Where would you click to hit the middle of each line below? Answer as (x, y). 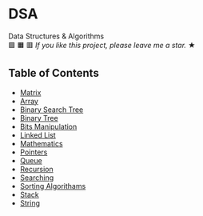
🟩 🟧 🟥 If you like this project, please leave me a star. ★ (102, 45)
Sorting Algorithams (53, 186)
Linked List (38, 135)
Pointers (34, 152)
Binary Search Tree (52, 110)
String (30, 203)
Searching (37, 178)
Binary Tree (39, 118)
